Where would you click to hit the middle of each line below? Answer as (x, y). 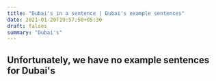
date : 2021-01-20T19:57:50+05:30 (55, 20)
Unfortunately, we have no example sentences (108, 60)
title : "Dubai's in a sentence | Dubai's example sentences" (96, 13)
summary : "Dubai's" (35, 32)
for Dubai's (31, 70)
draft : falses (27, 26)
